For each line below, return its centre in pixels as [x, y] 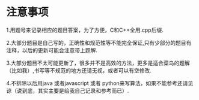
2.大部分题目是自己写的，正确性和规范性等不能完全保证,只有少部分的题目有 [99, 43]
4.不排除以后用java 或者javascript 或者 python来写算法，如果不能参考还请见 [100, 83]
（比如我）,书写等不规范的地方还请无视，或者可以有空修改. [79, 70]
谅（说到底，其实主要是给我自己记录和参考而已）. [68, 90]
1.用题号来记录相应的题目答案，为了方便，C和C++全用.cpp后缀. [85, 30]
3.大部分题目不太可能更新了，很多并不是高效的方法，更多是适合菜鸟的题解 [98, 63]
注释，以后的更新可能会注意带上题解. [52, 50]
